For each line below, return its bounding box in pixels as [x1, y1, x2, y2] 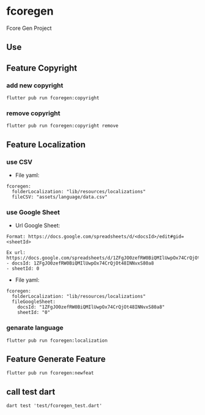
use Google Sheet [6, 208, 60, 216]
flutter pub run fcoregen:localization [6, 337, 108, 344]
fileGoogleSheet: [12, 299, 56, 305]
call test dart [6, 386, 56, 397]
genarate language [6, 324, 64, 332]
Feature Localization [6, 139, 86, 150]
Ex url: [6, 250, 26, 256]
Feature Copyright [6, 63, 77, 73]
